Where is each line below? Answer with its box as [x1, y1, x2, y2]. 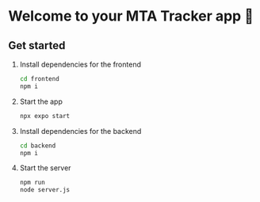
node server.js [19, 186, 71, 194]
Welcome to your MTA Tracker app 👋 [8, 7, 254, 25]
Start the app [19, 97, 63, 106]
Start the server [19, 163, 71, 173]
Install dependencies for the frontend [19, 59, 141, 69]
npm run [19, 178, 45, 187]
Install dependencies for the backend [19, 126, 142, 135]
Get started [8, 39, 66, 52]
